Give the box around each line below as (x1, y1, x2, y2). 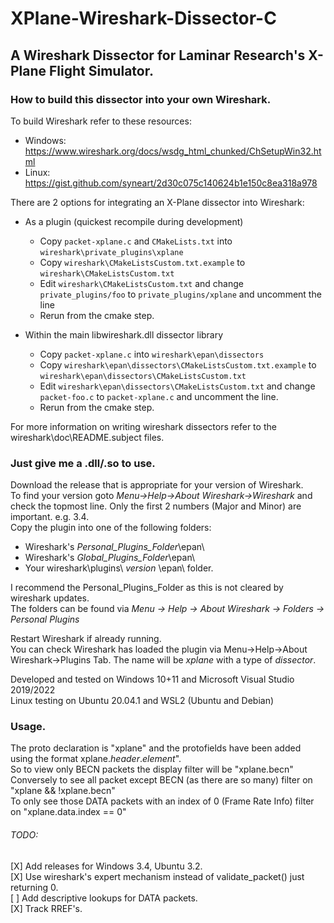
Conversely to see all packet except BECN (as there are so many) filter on (10, 774, 313, 786)
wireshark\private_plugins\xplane (39, 247, 184, 257)
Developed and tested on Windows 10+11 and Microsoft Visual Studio (10, 673, 295, 686)
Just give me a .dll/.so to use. (10, 456, 156, 470)
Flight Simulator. (49, 62, 154, 79)
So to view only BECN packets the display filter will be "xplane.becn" (10, 763, 294, 776)
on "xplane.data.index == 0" (10, 806, 127, 818)
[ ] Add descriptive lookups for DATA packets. (10, 892, 198, 904)
